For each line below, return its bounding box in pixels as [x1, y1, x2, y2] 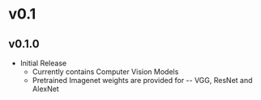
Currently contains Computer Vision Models [32, 67, 179, 77]
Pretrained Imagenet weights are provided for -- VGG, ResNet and [32, 76, 253, 85]
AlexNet [32, 84, 59, 94]
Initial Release [19, 58, 67, 68]
